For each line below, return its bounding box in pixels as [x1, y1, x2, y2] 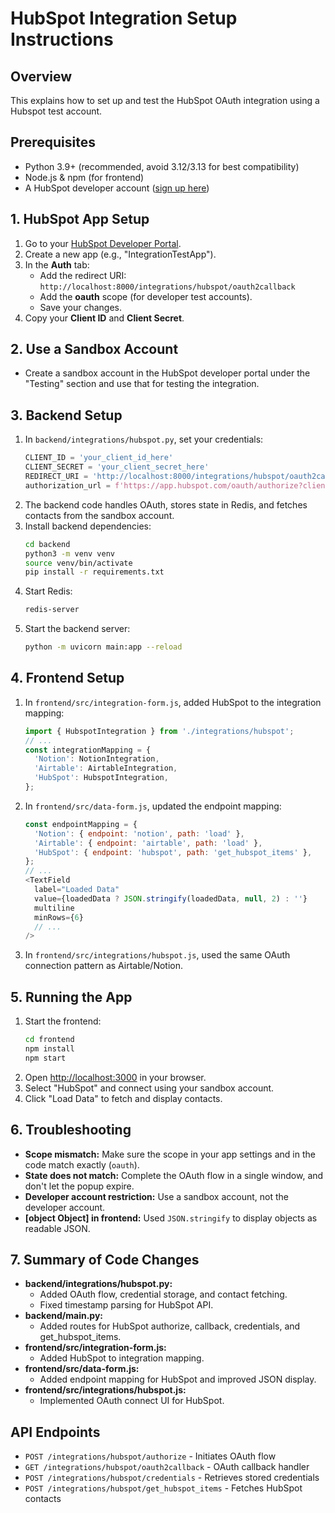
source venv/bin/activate [24, 558, 133, 568]
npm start [24, 1053, 67, 1063]
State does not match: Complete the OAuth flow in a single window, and [24, 1169, 324, 1181]
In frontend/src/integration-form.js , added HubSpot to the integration [24, 696, 322, 708]
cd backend [24, 539, 71, 549]
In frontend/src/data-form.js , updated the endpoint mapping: [24, 800, 282, 812]
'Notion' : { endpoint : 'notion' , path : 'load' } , [34, 828, 245, 839]
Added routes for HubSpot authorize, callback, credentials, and [39, 1320, 301, 1332]
